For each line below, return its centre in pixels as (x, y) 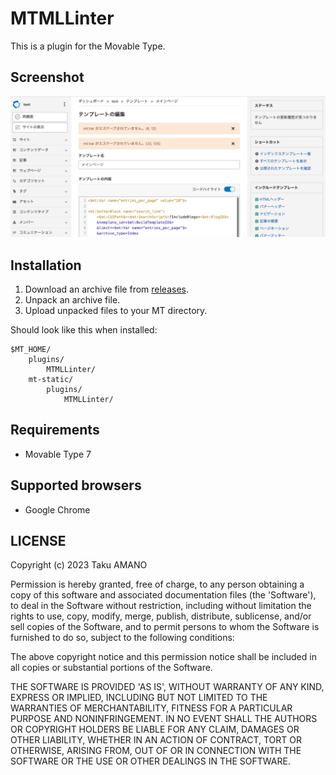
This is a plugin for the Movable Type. (88, 46)
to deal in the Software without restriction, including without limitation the (161, 606)
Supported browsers (76, 485)
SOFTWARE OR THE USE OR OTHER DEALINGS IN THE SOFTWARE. (150, 761)
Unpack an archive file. (72, 299)
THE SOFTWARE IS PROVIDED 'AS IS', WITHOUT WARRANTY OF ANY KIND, (167, 687)
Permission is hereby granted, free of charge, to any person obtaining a (157, 584)
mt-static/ (51, 379)
